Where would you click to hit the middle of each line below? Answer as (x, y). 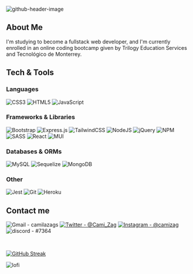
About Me (24, 27)
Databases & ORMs (34, 151)
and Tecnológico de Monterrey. (44, 54)
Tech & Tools (30, 72)
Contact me (28, 210)
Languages (23, 89)
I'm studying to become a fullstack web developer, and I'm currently (88, 42)
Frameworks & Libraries (40, 117)
